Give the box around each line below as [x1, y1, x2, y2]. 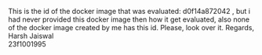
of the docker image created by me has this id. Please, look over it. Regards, [8, 23, 255, 32]
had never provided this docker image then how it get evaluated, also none [8, 15, 250, 24]
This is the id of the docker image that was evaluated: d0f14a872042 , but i [8, 7, 251, 15]
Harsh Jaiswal [8, 31, 54, 40]
